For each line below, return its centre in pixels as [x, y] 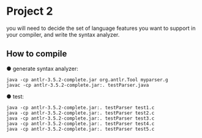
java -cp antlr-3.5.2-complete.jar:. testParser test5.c [80, 129]
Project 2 [30, 11]
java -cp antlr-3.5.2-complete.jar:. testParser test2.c [80, 113]
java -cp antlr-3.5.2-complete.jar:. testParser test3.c [80, 118]
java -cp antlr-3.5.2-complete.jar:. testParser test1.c [80, 107]
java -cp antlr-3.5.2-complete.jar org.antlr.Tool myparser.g [87, 80]
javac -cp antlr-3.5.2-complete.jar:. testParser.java [78, 85]
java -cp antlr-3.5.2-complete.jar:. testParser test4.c [80, 123]
